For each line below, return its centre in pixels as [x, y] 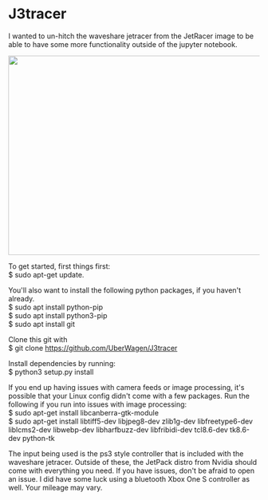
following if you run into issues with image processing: [98, 404]
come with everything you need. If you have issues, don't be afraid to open [132, 470]
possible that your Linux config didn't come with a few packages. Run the [129, 396]
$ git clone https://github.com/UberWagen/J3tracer [93, 348]
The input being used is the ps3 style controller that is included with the [126, 453]
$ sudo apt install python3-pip [58, 315]
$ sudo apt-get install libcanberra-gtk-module [84, 412]
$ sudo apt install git [42, 324]
